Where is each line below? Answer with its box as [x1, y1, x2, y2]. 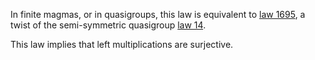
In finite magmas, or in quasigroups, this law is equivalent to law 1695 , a [10, 9, 306, 20]
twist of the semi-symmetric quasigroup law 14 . [10, 19, 207, 31]
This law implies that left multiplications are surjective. [10, 39, 234, 50]
